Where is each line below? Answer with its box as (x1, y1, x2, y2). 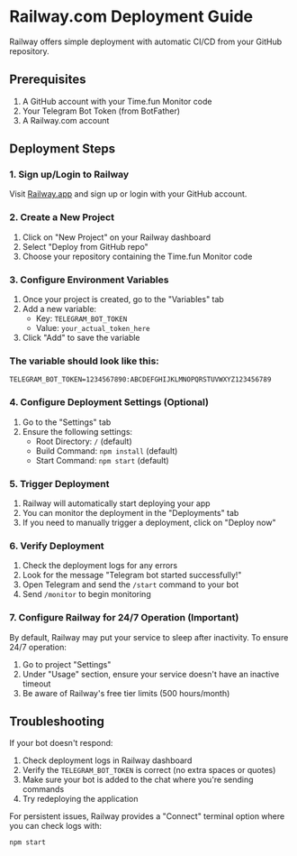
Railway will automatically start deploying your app (22, 498, 211, 509)
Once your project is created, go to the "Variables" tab (22, 294, 225, 305)
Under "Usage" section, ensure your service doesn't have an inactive (22, 668, 280, 679)
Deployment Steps (9, 142, 115, 157)
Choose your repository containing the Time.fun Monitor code (22, 251, 253, 262)
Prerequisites (9, 72, 86, 87)
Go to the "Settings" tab (22, 417, 112, 428)
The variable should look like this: (9, 354, 159, 367)
